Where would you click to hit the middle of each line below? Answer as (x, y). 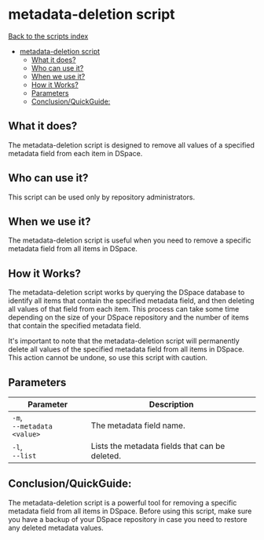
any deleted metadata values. (56, 527)
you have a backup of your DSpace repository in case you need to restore (128, 519)
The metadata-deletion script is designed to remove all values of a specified (132, 145)
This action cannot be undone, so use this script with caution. (108, 358)
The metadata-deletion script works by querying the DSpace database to (126, 293)
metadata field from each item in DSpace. (75, 153)
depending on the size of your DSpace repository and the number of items (128, 317)
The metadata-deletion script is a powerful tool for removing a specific (123, 502)
